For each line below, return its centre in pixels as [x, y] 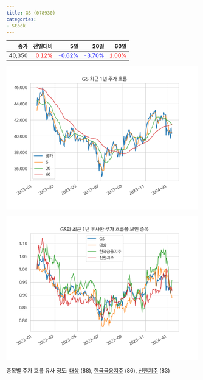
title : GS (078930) [31, 13]
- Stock [16, 26]
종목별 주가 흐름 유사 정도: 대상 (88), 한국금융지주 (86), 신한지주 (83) [88, 370]
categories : [21, 19]
